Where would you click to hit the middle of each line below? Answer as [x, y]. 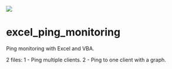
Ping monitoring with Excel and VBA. [50, 48]
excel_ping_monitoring [63, 32]
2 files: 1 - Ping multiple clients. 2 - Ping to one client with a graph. [86, 60]
